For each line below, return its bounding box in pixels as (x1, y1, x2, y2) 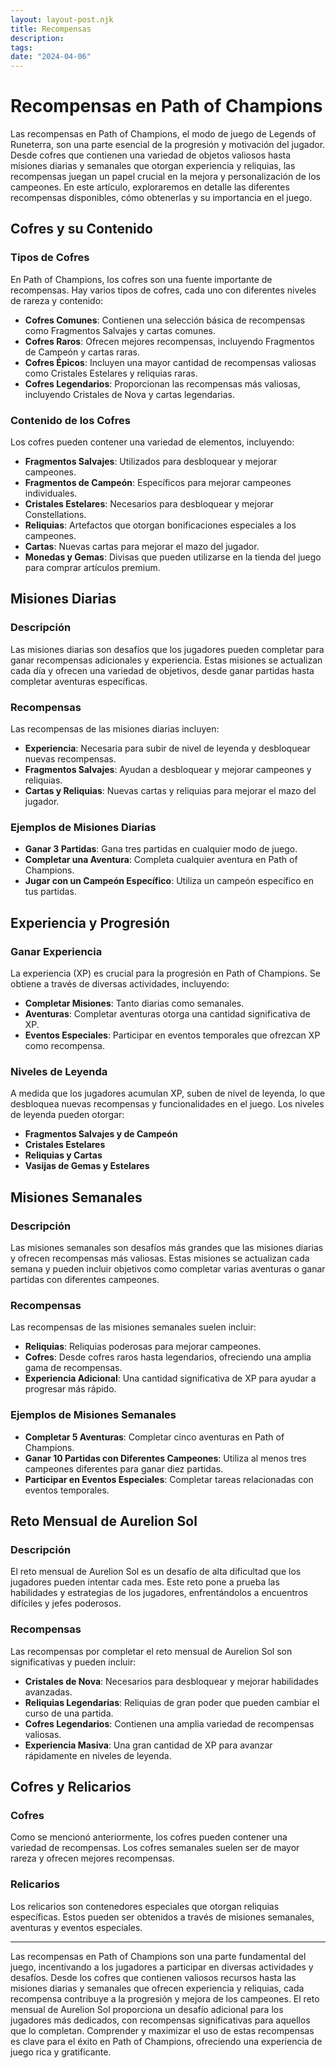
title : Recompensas (10, 24, 92, 34)
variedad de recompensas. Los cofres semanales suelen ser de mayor (10, 1842, 300, 1854)
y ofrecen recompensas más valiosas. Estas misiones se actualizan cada (10, 1252, 310, 1264)
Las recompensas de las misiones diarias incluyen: (10, 723, 220, 735)
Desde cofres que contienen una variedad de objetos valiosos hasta (10, 149, 292, 161)
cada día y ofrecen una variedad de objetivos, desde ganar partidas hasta (10, 664, 315, 676)
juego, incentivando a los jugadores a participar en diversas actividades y (10, 1961, 314, 1973)
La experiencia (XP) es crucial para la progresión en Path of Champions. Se (10, 967, 321, 980)
